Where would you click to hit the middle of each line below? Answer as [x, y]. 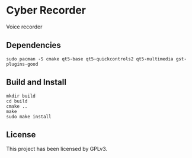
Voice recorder [24, 27]
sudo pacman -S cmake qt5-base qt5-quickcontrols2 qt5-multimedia [90, 59]
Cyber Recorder [46, 10]
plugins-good [22, 64]
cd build [17, 101]
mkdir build [21, 96]
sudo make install [29, 117]
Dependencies [33, 45]
